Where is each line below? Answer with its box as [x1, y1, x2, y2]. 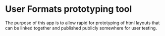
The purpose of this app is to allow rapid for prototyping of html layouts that [5, 20, 160, 26]
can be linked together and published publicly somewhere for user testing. [5, 25, 157, 31]
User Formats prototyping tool [5, 3, 132, 15]
